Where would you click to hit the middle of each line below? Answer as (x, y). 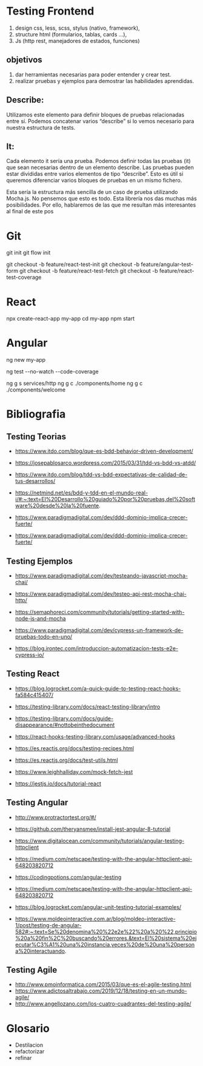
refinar (23, 1058)
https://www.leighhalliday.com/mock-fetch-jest (74, 771)
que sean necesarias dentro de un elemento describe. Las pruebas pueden (100, 167)
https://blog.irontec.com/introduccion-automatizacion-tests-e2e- (97, 648)
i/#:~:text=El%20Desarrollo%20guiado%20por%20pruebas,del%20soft (105, 499)
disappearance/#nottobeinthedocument (65, 725)
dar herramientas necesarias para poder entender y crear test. (93, 75)
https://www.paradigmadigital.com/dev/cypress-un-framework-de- (99, 630)
